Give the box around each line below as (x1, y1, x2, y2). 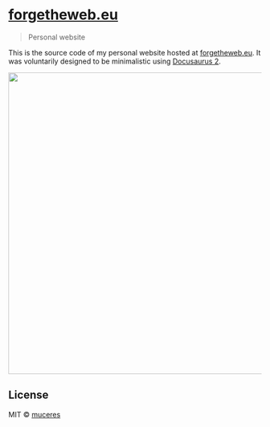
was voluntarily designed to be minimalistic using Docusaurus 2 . (8, 56, 221, 66)
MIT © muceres (8, 409, 61, 419)
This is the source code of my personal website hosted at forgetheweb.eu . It (8, 47, 261, 57)
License (8, 388, 49, 402)
